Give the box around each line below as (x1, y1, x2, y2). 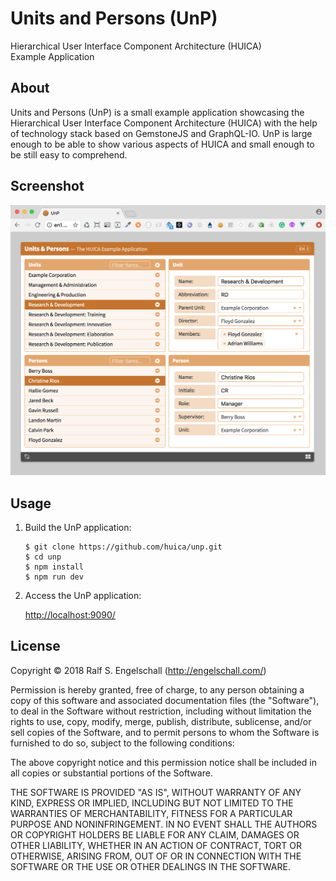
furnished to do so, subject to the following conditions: (10, 737, 235, 749)
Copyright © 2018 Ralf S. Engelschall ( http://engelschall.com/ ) (10, 664, 267, 676)
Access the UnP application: (24, 590, 142, 601)
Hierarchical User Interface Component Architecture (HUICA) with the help (10, 117, 318, 129)
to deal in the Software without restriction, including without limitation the (10, 705, 312, 717)
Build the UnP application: (24, 522, 132, 533)
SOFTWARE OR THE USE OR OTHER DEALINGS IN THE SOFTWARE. (10, 860, 291, 872)
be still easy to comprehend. (10, 148, 128, 161)
